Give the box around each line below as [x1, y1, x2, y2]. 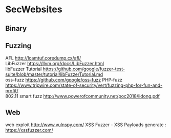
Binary [5, 24, 27, 33]
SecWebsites [5, 4, 62, 15]
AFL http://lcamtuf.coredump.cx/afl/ [5, 55, 81, 61]
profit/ [5, 88, 19, 94]
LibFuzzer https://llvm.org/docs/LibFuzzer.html [5, 61, 104, 67]
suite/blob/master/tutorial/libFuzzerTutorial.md [5, 71, 103, 77]
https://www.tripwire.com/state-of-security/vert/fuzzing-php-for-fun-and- [5, 82, 163, 88]
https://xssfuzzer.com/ [5, 127, 53, 133]
